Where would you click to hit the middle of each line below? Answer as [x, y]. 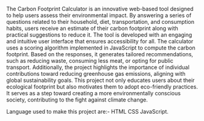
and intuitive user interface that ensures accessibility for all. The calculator [100, 41]
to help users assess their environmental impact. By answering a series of [99, 15]
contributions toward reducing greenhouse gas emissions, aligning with [96, 74]
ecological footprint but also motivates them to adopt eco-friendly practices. [102, 87]
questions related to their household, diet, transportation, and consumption [100, 22]
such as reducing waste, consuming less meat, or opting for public [90, 61]
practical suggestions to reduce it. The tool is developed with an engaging [99, 35]
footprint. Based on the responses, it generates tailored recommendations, [100, 54]
